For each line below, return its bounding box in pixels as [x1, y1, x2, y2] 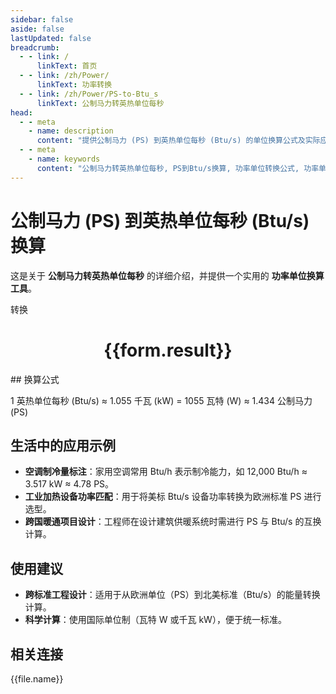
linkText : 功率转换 [36, 80, 113, 90]
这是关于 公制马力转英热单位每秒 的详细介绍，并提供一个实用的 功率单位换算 [10, 269, 325, 281]
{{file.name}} [10, 672, 64, 685]
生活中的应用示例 [10, 437, 116, 454]
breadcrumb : [10, 42, 60, 53]
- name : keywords [28, 154, 101, 164]
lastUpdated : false [10, 33, 92, 43]
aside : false [10, 24, 65, 34]
